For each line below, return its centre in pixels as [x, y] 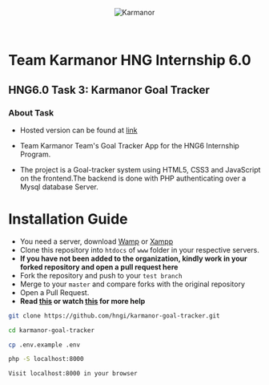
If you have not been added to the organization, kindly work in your [133, 258]
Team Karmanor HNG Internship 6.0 [130, 61]
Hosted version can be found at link [78, 130]
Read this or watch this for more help [82, 301]
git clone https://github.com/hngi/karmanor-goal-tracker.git [114, 316]
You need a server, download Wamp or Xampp [96, 241]
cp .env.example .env [44, 345]
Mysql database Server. [59, 186]
